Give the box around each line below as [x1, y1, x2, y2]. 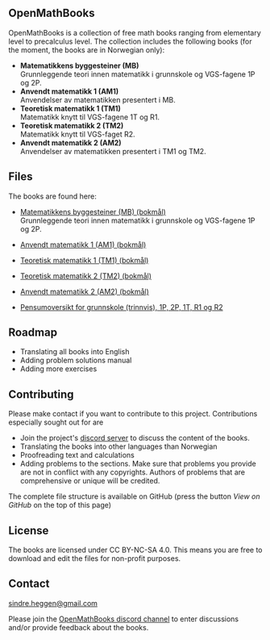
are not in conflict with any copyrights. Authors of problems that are [19, 467, 246, 477]
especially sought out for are [8, 417, 104, 427]
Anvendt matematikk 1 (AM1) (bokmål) [19, 240, 147, 249]
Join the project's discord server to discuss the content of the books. [19, 433, 250, 443]
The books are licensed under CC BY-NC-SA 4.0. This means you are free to [8, 545, 264, 555]
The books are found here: [8, 191, 97, 201]
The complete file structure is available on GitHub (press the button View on [8, 492, 260, 501]
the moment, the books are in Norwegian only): [8, 44, 165, 55]
